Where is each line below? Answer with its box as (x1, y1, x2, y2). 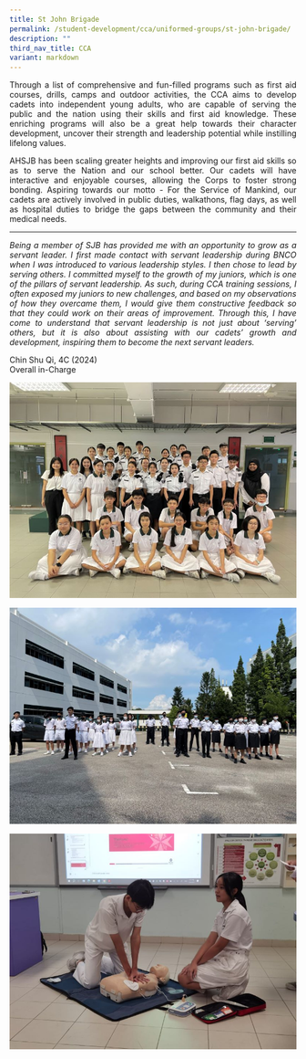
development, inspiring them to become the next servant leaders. (9, 337, 255, 348)
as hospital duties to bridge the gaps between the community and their (9, 204, 297, 215)
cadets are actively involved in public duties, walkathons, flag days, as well (9, 194, 297, 205)
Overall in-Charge (9, 364, 76, 375)
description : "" (9, 34, 71, 43)
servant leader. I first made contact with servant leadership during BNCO (9, 249, 297, 260)
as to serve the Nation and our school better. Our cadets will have (9, 165, 297, 176)
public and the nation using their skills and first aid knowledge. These (9, 109, 297, 120)
